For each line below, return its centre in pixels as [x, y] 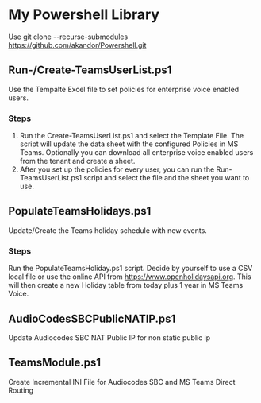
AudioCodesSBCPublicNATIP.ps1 [92, 318]
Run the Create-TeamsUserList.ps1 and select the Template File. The [132, 136]
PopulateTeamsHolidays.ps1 [80, 211]
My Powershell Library [84, 15]
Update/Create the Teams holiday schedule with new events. [108, 230]
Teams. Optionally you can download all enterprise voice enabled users [136, 153]
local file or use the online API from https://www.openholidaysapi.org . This [130, 277]
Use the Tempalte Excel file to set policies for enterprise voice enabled [124, 89]
